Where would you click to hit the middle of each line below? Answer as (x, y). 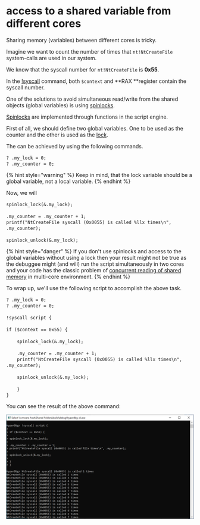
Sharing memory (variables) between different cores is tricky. (81, 40)
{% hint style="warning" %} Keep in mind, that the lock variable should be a (99, 175)
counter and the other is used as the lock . (57, 135)
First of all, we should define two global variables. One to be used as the (95, 128)
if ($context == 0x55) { (37, 330)
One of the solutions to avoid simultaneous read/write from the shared (92, 99)
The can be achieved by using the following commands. (75, 146)
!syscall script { (29, 318)
